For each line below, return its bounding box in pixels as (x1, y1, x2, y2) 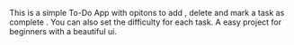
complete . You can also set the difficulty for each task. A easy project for (9, 17, 282, 27)
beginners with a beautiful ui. (9, 26, 117, 36)
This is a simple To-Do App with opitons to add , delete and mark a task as (9, 8, 285, 18)
